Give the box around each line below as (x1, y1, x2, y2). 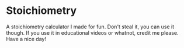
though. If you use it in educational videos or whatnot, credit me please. (6, 29, 179, 36)
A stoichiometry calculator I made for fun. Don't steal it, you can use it (6, 23, 175, 30)
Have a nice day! (6, 35, 47, 42)
